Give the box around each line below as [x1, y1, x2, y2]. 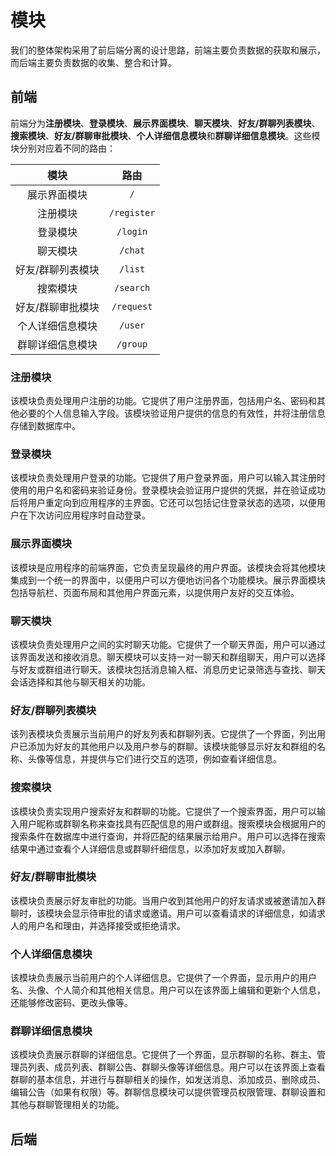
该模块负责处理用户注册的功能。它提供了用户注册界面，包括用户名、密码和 [10, 395, 317, 407]
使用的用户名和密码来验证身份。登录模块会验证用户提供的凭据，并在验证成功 [10, 484, 326, 496]
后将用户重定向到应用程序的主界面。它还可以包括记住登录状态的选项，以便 [10, 497, 317, 509]
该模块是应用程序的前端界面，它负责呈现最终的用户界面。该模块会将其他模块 [10, 561, 326, 573]
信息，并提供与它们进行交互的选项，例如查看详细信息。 [53, 753, 282, 765]
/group [116, 338, 148, 350]
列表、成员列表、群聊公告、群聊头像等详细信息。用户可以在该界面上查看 [27, 1061, 326, 1073]
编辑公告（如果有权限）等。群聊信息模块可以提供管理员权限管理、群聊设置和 [10, 1086, 326, 1098]
